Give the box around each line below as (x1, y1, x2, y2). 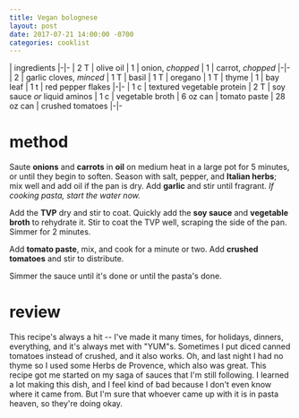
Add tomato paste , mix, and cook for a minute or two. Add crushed (9, 243, 259, 255)
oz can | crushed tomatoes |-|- (9, 100, 124, 112)
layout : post (9, 21, 58, 30)
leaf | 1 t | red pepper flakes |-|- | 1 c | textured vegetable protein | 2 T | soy (9, 81, 286, 92)
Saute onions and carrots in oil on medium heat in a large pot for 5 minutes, (9, 162, 290, 173)
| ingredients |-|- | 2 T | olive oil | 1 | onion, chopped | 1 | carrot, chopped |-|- (9, 63, 291, 73)
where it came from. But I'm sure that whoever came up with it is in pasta (9, 388, 279, 399)
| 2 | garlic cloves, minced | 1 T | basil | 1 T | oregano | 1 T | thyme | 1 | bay (9, 73, 280, 83)
